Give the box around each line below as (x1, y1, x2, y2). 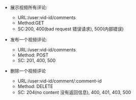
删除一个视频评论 (10, 68, 46, 74)
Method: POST (17, 52, 49, 58)
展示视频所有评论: (10, 5, 47, 10)
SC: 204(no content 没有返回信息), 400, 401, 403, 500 (17, 89, 131, 95)
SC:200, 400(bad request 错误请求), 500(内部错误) (17, 26, 124, 32)
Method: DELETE (17, 83, 53, 89)
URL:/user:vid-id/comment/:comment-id (17, 78, 102, 84)
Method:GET (17, 20, 45, 26)
